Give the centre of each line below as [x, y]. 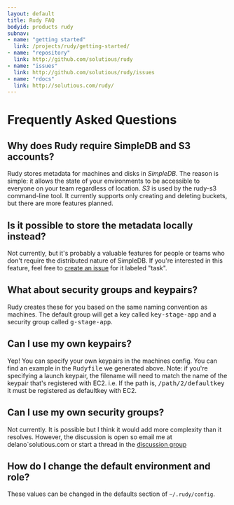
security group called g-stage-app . [60, 321]
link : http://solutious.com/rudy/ [64, 85]
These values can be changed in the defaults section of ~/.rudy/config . [111, 494]
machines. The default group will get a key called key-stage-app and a [112, 314]
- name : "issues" [33, 66]
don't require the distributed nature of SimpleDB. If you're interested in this [115, 261]
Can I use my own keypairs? [69, 344]
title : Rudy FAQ [31, 20]
